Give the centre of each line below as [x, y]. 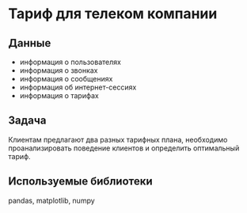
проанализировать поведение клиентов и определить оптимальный [124, 148]
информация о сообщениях [66, 79]
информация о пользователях [70, 62]
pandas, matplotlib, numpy [51, 200]
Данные [30, 43]
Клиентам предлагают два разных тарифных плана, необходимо [118, 139]
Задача [27, 121]
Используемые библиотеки [80, 182]
